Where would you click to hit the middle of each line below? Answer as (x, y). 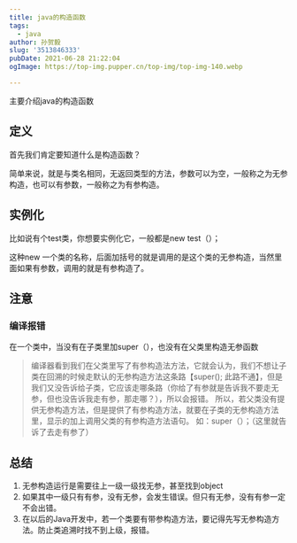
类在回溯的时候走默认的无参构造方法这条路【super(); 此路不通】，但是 (156, 376)
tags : (19, 26)
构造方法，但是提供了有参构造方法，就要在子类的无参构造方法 (167, 410)
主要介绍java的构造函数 (52, 101)
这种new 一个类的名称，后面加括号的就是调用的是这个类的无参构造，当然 (142, 257)
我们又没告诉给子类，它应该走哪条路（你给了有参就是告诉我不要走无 (155, 388)
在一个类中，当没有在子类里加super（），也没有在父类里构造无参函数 (134, 347)
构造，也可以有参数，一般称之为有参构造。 (87, 184)
